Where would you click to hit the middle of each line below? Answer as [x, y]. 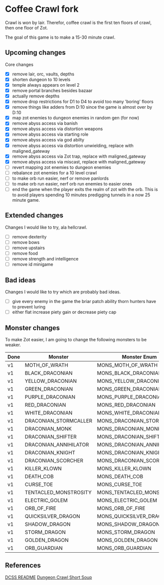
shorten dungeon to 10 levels [41, 79]
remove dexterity [29, 236]
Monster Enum [139, 357]
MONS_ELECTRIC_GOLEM [127, 500]
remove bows [26, 242]
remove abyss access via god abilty [48, 140]
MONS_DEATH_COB [120, 476]
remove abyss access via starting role [50, 134]
